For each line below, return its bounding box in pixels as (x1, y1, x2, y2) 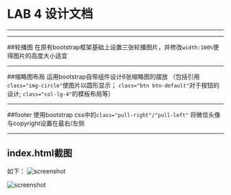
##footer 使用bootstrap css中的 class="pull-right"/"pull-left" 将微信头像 (7, 110, 221, 118)
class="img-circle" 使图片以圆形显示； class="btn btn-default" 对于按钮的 (7, 81, 220, 89)
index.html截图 (7, 148, 72, 159)
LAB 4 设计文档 (7, 6, 93, 22)
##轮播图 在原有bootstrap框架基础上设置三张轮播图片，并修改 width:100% (7, 42, 213, 51)
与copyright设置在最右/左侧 (7, 119, 85, 127)
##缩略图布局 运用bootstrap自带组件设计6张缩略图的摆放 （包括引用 (7, 73, 200, 81)
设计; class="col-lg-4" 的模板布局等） (7, 90, 115, 98)
